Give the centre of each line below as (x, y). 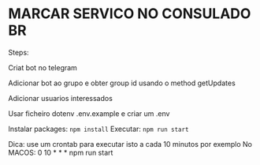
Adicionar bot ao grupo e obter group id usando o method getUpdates (122, 83)
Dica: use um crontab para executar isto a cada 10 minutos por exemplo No (130, 144)
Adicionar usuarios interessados (60, 98)
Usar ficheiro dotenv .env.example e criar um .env (89, 113)
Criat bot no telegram (43, 67)
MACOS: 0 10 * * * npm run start (61, 152)
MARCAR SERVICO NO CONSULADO (130, 14)
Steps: (19, 52)
